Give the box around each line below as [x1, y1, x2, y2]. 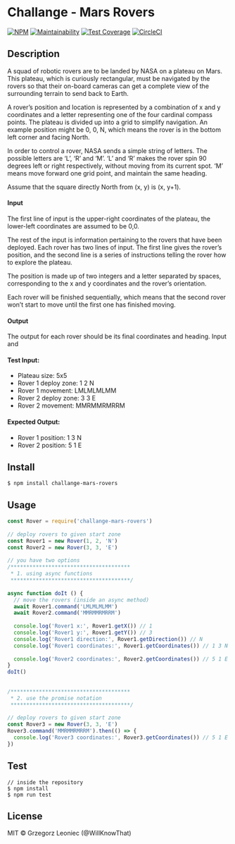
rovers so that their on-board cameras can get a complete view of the [7, 82, 210, 90]
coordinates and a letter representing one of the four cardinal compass [7, 110, 213, 118]
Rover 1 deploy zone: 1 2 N [17, 379, 94, 388]
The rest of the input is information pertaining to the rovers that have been [7, 236, 222, 244]
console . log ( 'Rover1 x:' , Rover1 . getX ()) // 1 [13, 623, 153, 630]
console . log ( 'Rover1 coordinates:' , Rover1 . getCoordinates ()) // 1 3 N [13, 642, 229, 649]
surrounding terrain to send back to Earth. [7, 89, 129, 97]
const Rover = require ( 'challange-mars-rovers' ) [7, 518, 153, 525]
